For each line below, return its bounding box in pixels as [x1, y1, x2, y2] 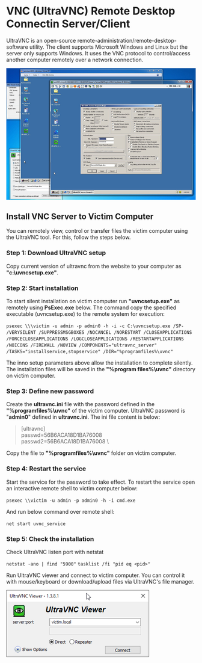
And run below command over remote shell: [6, 508, 115, 515]
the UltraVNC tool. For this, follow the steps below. [6, 233, 131, 241]
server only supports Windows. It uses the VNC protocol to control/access [6, 49, 191, 57]
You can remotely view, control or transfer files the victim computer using [6, 227, 188, 235]
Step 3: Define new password [6, 387, 94, 395]
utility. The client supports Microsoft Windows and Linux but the [29, 43, 188, 51]
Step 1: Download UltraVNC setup [6, 248, 106, 257]
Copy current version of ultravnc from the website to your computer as [6, 262, 182, 270]
